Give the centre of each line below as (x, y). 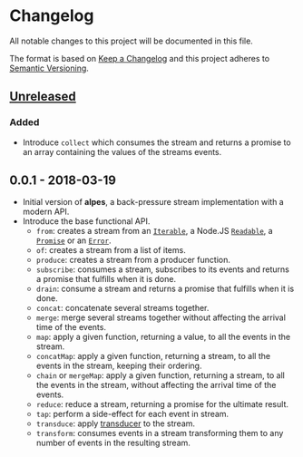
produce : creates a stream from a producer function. (133, 260)
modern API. (46, 212)
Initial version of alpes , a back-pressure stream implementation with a (153, 202)
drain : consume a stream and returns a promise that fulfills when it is (165, 289)
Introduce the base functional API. (86, 221)
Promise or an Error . (73, 240)
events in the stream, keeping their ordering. (119, 366)
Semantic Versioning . (49, 68)
